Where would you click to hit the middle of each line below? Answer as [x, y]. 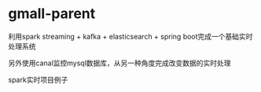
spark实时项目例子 [38, 79]
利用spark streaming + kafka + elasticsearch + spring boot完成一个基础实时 [130, 36]
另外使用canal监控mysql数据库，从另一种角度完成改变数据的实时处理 [119, 63]
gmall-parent [52, 14]
